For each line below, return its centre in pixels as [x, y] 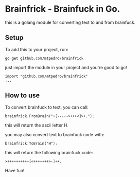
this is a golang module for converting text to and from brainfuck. [70, 22]
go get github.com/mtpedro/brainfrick [44, 58]
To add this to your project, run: [37, 49]
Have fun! [15, 170]
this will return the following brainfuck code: [49, 152]
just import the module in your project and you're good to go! [66, 67]
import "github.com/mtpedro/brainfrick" [47, 76]
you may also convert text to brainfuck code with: [55, 134]
